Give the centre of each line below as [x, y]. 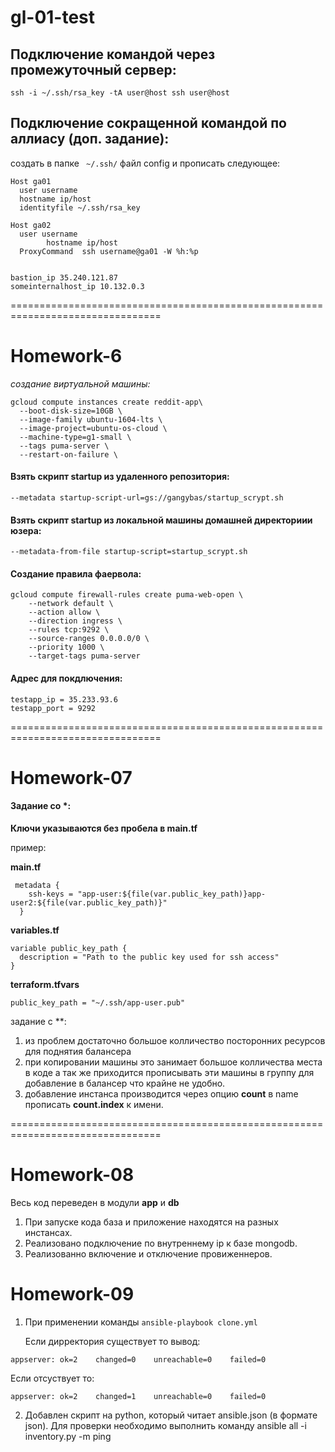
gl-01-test [53, 17]
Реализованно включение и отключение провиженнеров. [148, 1253]
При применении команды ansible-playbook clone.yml [141, 1322]
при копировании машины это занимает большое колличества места [173, 1062]
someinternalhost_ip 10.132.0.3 [77, 286]
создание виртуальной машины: [80, 383]
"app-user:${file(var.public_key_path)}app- [172, 894]
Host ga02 [31, 225]
